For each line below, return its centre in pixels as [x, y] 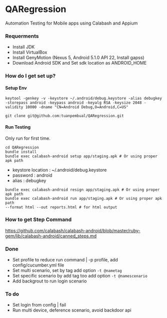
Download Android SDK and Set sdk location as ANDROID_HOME [79, 63]
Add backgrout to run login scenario [49, 281]
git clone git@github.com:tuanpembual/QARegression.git [64, 116]
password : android [32, 175]
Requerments [22, 36]
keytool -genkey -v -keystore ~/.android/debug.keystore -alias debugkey [84, 99]
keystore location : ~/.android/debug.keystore [59, 170]
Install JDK [23, 47]
